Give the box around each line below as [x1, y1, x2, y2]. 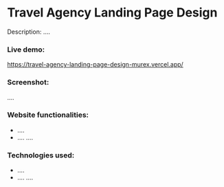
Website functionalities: [7, 110, 89, 120]
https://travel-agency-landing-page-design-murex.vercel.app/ [7, 60, 183, 69]
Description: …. [7, 27, 50, 36]
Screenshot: [7, 78, 49, 87]
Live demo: [7, 45, 45, 54]
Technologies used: [7, 150, 75, 159]
